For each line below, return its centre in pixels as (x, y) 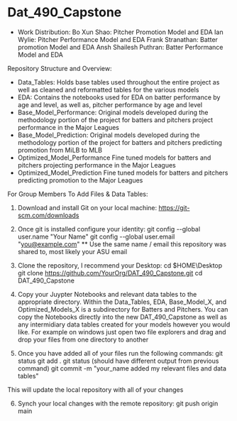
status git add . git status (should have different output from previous (118, 361)
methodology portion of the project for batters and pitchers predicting (120, 142)
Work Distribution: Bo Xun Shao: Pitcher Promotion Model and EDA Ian (120, 32)
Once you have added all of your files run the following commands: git (120, 353)
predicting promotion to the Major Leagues (80, 180)
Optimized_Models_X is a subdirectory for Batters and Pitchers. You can (123, 309)
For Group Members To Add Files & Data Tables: (78, 194)
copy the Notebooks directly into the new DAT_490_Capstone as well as (122, 317)
